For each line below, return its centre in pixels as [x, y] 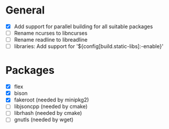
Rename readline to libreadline [51, 40]
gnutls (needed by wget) [44, 120]
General [25, 10]
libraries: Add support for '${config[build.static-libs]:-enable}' [89, 46]
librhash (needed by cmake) [48, 113]
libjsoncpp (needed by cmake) [51, 107]
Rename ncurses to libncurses [50, 33]
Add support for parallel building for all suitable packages [83, 26]
